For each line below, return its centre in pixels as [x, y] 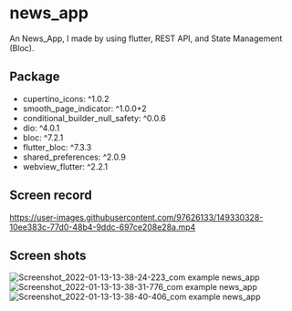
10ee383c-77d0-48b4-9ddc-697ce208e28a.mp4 [103, 227]
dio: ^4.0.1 [41, 128]
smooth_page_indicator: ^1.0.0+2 [85, 109]
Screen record [51, 196]
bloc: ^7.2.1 [43, 137]
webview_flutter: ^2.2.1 [65, 166]
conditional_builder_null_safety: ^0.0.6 [94, 118]
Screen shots [48, 255]
